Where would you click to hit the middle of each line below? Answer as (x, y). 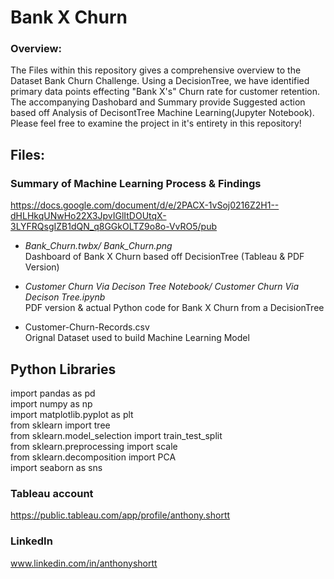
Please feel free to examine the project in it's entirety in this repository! (156, 123)
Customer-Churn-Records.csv (87, 327)
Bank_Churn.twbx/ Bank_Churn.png (98, 246)
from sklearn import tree (60, 425)
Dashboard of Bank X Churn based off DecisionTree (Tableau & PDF (164, 257)
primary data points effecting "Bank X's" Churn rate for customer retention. (165, 92)
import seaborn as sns (56, 467)
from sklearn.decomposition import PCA (93, 457)
